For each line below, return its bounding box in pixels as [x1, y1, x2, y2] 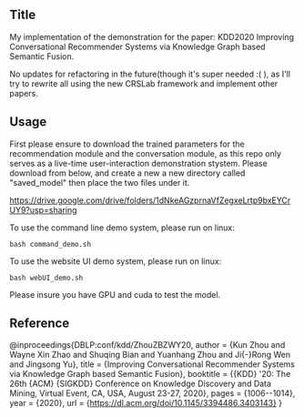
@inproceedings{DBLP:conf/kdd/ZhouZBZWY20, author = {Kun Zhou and [9, 340, 286, 351]
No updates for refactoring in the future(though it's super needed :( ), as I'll [9, 68, 291, 79]
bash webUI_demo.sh [9, 273, 84, 282]
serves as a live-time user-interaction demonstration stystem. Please [9, 158, 269, 168]
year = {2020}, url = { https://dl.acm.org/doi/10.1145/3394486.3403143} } [9, 398, 283, 409]
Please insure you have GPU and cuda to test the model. [9, 289, 221, 300]
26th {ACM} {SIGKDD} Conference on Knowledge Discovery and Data [9, 378, 271, 390]
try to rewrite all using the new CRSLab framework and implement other [9, 77, 279, 89]
